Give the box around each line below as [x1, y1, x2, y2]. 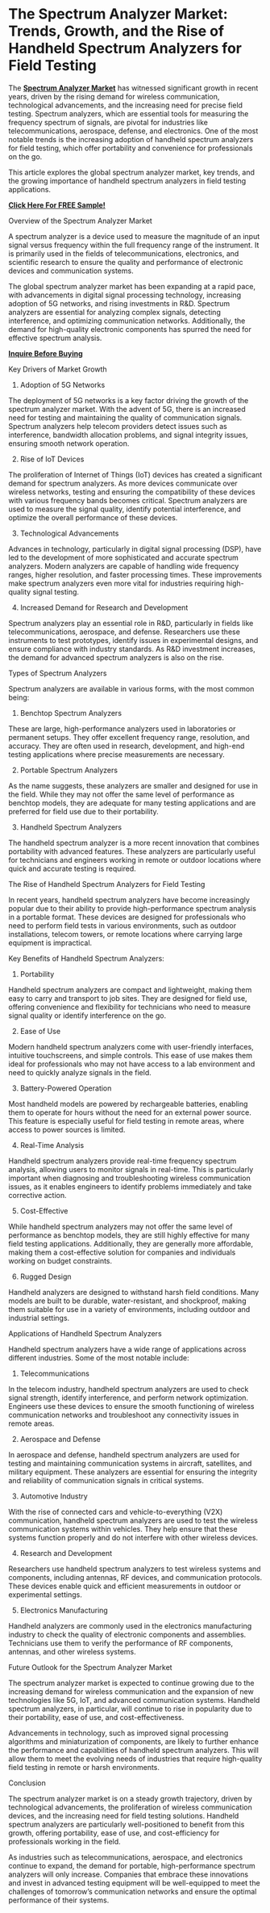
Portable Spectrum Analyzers [19, 765, 118, 775]
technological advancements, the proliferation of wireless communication [8, 1802, 252, 1812]
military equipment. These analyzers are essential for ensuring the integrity [8, 1467, 258, 1477]
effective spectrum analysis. [8, 333, 102, 343]
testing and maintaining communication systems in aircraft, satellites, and [8, 1458, 252, 1468]
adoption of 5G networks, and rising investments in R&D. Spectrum [8, 298, 231, 308]
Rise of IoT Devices [19, 454, 85, 464]
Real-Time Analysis [19, 1140, 85, 1150]
